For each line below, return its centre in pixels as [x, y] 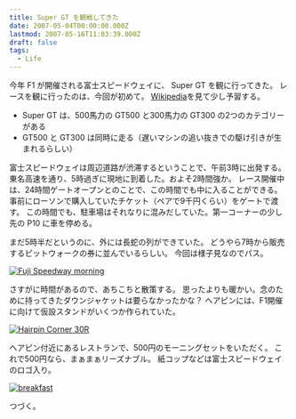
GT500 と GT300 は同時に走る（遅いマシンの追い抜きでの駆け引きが [148, 137]
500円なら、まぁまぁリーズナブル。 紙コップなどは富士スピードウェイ [153, 359]
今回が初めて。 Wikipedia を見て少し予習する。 [180, 96]
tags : [19, 51]
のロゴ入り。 [32, 370]
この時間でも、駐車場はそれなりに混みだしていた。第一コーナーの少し [154, 212]
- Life [29, 59]
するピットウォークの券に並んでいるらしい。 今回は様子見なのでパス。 [139, 253]
